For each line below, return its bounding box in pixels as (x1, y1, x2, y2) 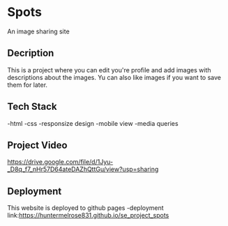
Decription (7, 47, 54, 59)
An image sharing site (7, 27, 70, 35)
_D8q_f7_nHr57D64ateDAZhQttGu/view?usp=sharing (7, 165, 159, 174)
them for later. (7, 81, 47, 89)
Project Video (7, 139, 68, 151)
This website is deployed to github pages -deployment (7, 204, 164, 212)
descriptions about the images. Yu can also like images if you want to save (7, 73, 222, 81)
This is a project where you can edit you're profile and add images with (7, 65, 211, 74)
